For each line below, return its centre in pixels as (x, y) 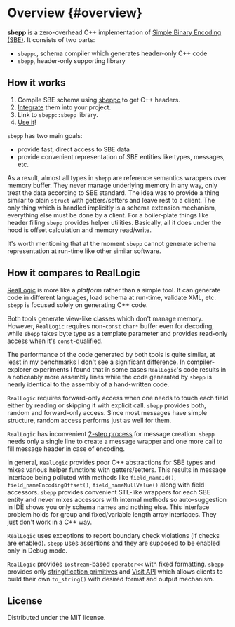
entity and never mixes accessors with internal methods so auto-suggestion (117, 499)
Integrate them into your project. (64, 107)
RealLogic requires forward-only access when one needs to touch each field (118, 398)
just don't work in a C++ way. (50, 522)
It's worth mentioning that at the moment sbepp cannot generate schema (112, 243)
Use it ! (27, 122)
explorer (19, 369)
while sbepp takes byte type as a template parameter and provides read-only (117, 333)
